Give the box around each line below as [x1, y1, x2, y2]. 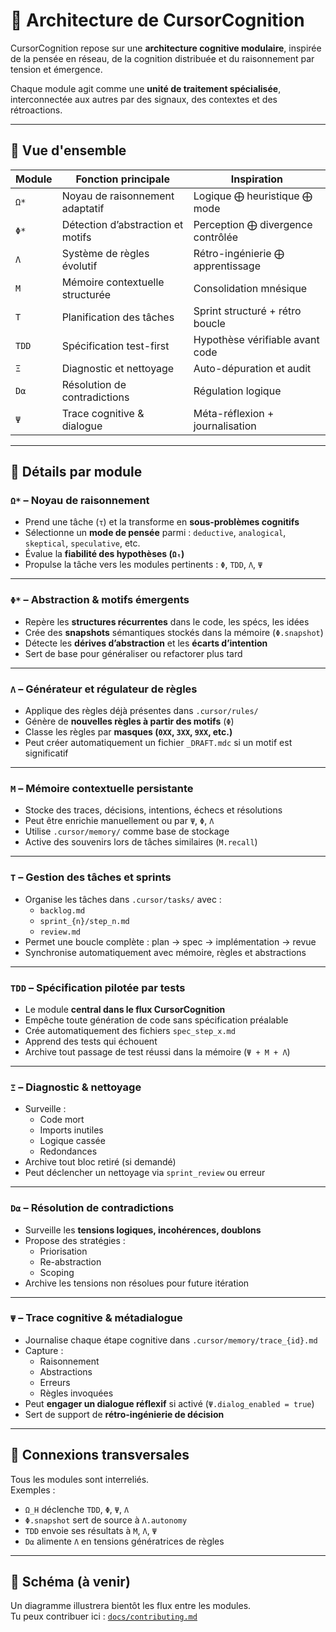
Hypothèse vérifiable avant [193, 332, 320, 346]
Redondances [39, 1145, 98, 1158]
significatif [24, 747, 69, 759]
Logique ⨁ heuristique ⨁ [193, 189, 313, 203]
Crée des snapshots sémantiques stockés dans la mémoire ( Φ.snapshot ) [24, 626, 324, 638]
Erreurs [39, 1376, 71, 1388]
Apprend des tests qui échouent [24, 1035, 158, 1047]
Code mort [39, 1114, 85, 1126]
